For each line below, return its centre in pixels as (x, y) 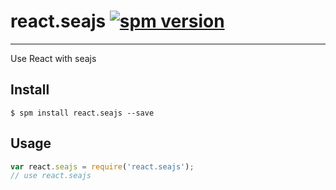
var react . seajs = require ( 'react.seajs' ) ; (102, 166)
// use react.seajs (51, 176)
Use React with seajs (53, 58)
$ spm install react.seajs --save (82, 113)
